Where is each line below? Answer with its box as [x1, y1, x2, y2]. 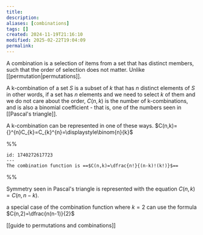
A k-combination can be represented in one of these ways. [6, 122, 154, 129]
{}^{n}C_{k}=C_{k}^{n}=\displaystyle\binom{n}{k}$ [6, 128, 134, 136]
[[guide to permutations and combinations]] [6, 222, 116, 229]
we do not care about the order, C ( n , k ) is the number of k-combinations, [6, 97, 188, 104]
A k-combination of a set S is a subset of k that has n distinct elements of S [6, 84, 195, 91]
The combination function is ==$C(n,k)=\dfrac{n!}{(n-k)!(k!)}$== [6, 163, 179, 169]
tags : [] [6, 26, 29, 32]
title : [6, 9, 23, 15]
